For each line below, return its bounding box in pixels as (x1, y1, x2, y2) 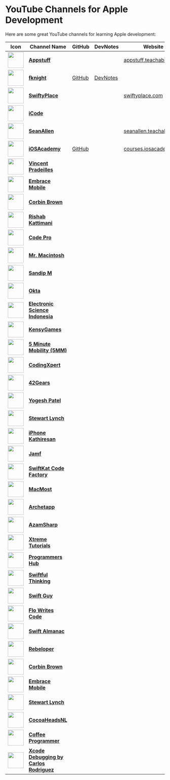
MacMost (28, 485, 52, 492)
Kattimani (28, 219, 53, 226)
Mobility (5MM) (28, 346, 67, 353)
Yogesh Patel (28, 397, 61, 404)
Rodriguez (28, 766, 54, 773)
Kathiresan (28, 435, 56, 442)
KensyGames (28, 326, 62, 333)
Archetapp (28, 503, 55, 510)
